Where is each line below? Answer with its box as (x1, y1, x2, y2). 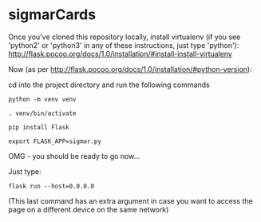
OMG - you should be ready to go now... (8, 151, 140, 161)
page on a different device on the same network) (8, 204, 169, 214)
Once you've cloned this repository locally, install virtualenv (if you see (8, 32, 241, 42)
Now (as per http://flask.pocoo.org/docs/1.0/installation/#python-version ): (8, 64, 253, 73)
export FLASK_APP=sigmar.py (8, 137, 102, 145)
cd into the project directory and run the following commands (8, 80, 210, 89)
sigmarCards (8, 6, 97, 24)
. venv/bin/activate (8, 109, 77, 117)
